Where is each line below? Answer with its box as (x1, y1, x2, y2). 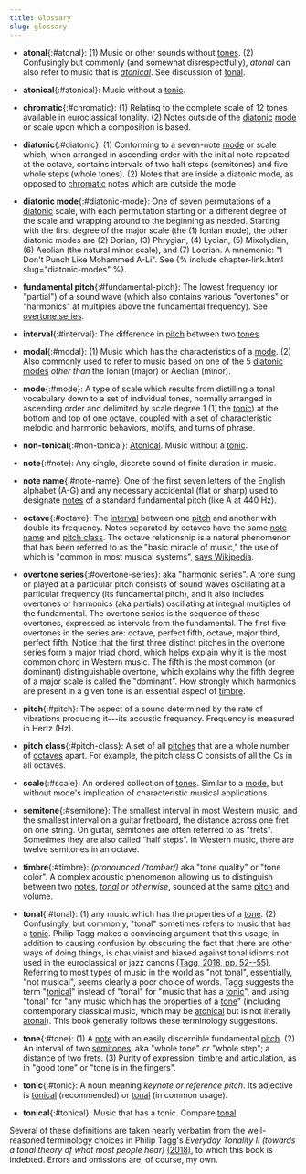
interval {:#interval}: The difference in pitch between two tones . (22, 328, 262, 339)
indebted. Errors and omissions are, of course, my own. (9, 1154, 218, 1165)
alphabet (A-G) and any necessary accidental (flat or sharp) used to (22, 485, 279, 496)
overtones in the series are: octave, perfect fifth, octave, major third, (22, 627, 280, 638)
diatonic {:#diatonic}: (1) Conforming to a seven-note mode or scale (22, 139, 277, 150)
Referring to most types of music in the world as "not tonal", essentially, (22, 966, 293, 977)
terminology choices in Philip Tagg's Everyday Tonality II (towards (47, 1135, 296, 1146)
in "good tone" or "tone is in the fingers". (22, 1062, 176, 1073)
